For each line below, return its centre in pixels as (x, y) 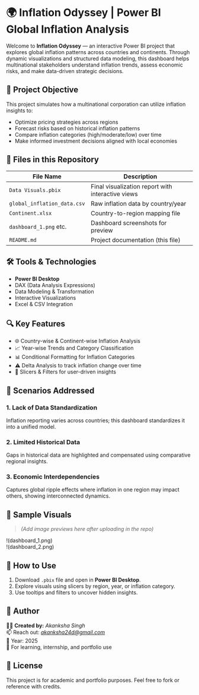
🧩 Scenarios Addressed (50, 390)
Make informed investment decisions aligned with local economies (96, 141)
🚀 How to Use (31, 566)
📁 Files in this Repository (53, 160)
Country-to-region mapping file (136, 213)
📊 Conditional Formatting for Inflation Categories (75, 357)
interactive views (114, 194)
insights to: (20, 110)
